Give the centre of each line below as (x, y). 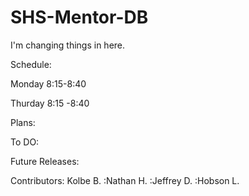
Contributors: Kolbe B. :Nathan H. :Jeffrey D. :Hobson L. (125, 180)
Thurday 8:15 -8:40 (50, 103)
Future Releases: (45, 161)
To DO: (25, 142)
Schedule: (31, 64)
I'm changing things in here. (68, 45)
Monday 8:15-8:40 (48, 83)
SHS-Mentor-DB (79, 17)
